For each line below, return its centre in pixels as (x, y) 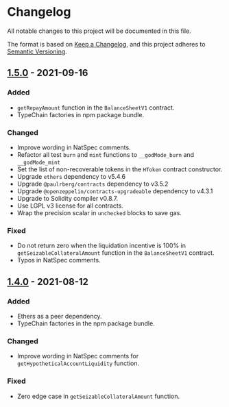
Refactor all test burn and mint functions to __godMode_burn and (105, 154)
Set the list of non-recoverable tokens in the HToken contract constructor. (120, 169)
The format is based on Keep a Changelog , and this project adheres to (106, 44)
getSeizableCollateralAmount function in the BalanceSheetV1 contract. (116, 253)
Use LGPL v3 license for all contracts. (70, 206)
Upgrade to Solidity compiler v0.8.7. (68, 198)
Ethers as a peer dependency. (59, 316)
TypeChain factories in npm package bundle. (81, 114)
